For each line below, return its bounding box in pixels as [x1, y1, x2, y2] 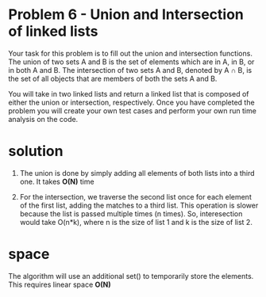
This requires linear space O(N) [8, 280, 111, 289]
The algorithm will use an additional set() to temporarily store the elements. [8, 271, 254, 280]
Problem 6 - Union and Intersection [8, 6, 245, 24]
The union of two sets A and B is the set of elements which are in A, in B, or [8, 57, 255, 67]
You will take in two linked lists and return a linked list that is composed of [8, 89, 249, 98]
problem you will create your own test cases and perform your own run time [8, 105, 256, 116]
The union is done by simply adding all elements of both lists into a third [19, 168, 256, 177]
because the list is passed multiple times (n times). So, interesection [19, 208, 243, 219]
